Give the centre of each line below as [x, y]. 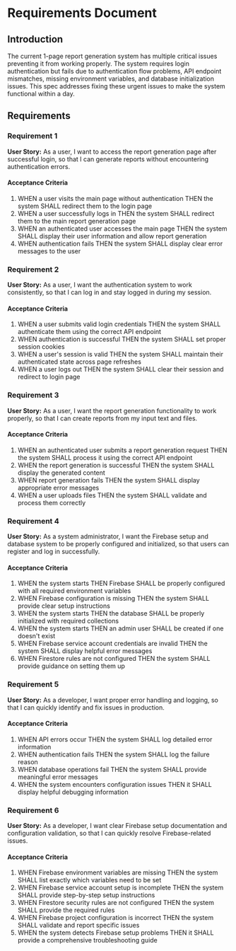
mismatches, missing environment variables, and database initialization [111, 79]
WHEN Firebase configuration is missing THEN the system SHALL [113, 599]
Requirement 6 [33, 810]
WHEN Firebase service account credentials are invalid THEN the [113, 644]
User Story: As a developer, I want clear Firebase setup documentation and [117, 826]
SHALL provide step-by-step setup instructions [86, 895]
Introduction [35, 39]
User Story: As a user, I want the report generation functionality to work [112, 410]
